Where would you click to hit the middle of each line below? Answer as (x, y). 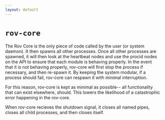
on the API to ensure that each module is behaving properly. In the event (79, 62)
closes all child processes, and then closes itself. (55, 112)
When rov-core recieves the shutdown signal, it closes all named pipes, (78, 107)
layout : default (22, 10)
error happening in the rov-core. (38, 97)
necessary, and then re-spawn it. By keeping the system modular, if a (76, 72)
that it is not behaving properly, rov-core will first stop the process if (74, 67)
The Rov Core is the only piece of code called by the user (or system (75, 46)
